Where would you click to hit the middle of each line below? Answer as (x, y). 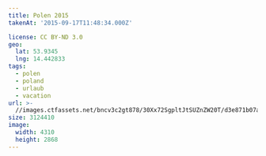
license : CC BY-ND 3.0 (46, 37)
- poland (30, 81)
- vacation (33, 95)
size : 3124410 (32, 118)
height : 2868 (37, 139)
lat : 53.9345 (37, 52)
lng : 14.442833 (40, 59)
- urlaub (30, 88)
